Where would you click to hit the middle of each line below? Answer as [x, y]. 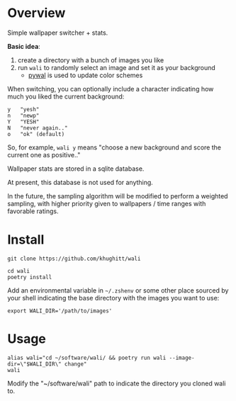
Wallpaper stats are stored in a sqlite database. [76, 169]
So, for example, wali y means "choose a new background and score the [114, 147]
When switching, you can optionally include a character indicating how [111, 89]
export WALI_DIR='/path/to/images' [60, 311]
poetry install [30, 277]
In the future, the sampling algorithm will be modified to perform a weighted [118, 196]
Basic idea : [24, 46]
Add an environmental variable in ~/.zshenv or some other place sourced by [118, 290]
